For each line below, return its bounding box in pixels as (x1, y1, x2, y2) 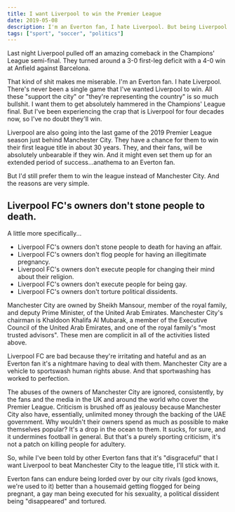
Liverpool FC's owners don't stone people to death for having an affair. (17, 243, 222, 251)
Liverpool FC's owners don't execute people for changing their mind (17, 265, 215, 274)
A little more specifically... (7, 229, 82, 238)
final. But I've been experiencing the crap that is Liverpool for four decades (7, 107, 224, 116)
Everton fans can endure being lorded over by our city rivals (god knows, (7, 475, 219, 483)
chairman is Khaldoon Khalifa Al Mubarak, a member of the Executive (7, 316, 208, 325)
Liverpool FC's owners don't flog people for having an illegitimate (17, 250, 207, 259)
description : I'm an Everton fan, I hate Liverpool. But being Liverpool (7, 23, 228, 30)
